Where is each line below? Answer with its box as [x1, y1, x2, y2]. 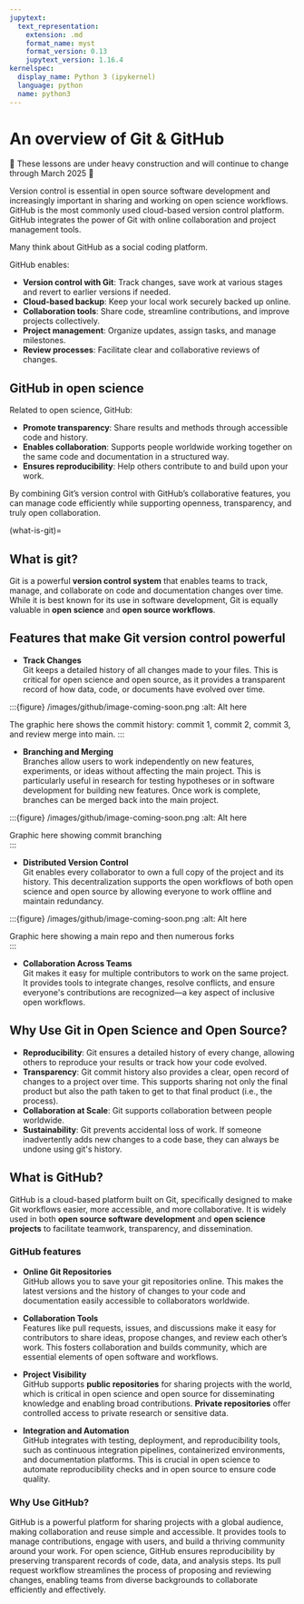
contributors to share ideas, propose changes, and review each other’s [22, 1332, 288, 1342]
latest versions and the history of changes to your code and [22, 1285, 247, 1296]
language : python [17, 81, 83, 90]
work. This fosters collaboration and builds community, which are [22, 1342, 268, 1352]
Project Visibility [22, 1369, 87, 1380]
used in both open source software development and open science [9, 1213, 266, 1224]
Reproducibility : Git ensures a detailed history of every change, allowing [22, 1046, 295, 1058]
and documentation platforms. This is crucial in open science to [22, 1454, 260, 1465]
